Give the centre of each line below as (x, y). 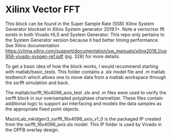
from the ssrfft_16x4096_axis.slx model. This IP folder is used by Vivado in (83, 124)
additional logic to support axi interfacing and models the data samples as (83, 103)
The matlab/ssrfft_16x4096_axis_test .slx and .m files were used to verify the (86, 92)
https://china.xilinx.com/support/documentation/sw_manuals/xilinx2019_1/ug (86, 51)
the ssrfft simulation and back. (37, 83)
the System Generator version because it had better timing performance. (82, 40)
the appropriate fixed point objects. (43, 109)
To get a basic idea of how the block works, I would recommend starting (82, 66)
